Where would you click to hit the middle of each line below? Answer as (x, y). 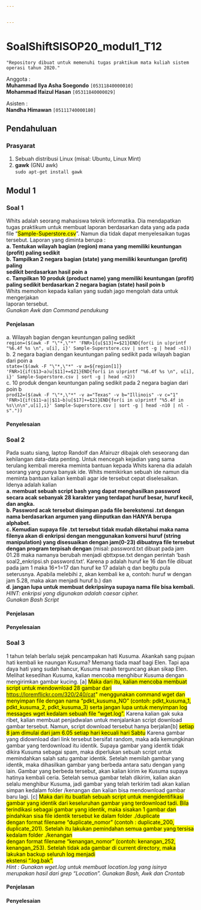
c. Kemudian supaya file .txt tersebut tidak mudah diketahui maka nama (97, 529)
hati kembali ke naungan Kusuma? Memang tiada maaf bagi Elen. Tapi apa (98, 662)
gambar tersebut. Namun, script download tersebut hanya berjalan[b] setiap (100, 726)
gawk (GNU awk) (36, 165)
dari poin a (19, 361)
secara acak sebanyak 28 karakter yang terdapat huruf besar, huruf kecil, (100, 497)
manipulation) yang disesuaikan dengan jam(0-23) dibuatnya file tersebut (100, 543)
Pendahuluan (31, 129)
